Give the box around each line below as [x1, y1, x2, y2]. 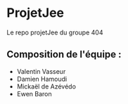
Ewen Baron [16, 89, 52, 98]
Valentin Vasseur [16, 67, 66, 75]
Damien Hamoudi [16, 74, 68, 83]
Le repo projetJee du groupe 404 [6, 28, 103, 37]
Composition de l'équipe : [6, 48, 122, 60]
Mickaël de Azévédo [16, 82, 77, 91]
